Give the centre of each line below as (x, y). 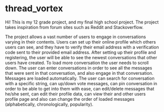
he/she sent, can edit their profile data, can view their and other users (75, 94)
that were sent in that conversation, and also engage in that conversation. (79, 73)
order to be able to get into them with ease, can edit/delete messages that (80, 89)
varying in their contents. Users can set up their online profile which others (81, 42)
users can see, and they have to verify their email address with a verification (82, 47)
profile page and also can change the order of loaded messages (70, 99)
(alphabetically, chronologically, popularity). (49, 104)
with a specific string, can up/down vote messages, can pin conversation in (81, 83)
